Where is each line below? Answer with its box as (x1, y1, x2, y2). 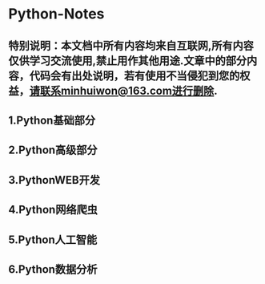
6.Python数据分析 (8, 262, 98, 276)
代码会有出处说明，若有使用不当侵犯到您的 (29, 69, 240, 83)
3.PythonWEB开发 (8, 173, 100, 187)
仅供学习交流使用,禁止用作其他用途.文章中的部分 (8, 54, 247, 67)
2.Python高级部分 (8, 144, 98, 157)
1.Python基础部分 (8, 113, 96, 127)
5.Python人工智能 (8, 233, 98, 246)
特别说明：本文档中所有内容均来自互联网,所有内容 (8, 39, 255, 52)
